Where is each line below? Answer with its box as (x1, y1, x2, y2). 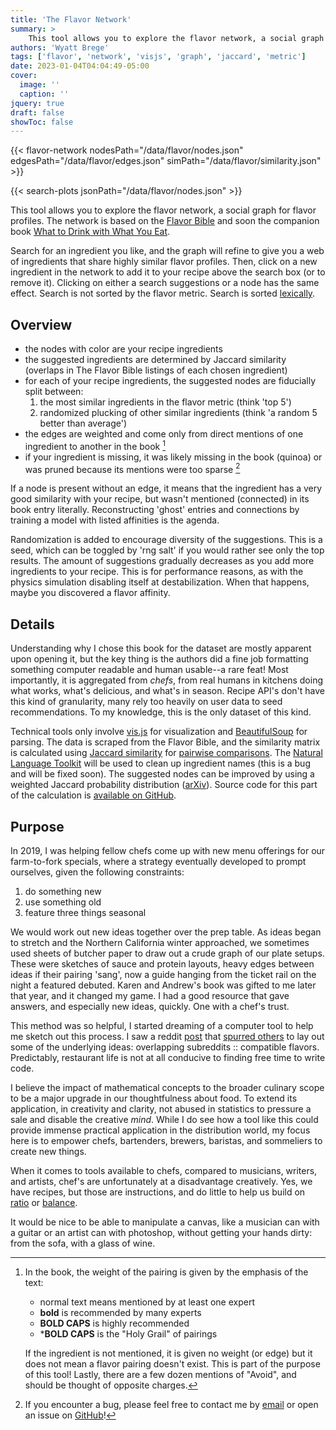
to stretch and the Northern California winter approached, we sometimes (10, 937, 310, 948)
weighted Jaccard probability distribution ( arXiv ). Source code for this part (10, 779, 318, 791)
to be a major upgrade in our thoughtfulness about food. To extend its (10, 1092, 298, 1104)
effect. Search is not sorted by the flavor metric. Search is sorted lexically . (10, 287, 316, 300)
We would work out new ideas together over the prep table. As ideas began (10, 926, 322, 938)
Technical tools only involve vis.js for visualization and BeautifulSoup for (10, 726, 308, 738)
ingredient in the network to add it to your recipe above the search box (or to (10, 266, 326, 278)
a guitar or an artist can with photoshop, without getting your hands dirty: (10, 1227, 313, 1238)
